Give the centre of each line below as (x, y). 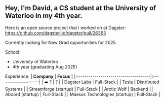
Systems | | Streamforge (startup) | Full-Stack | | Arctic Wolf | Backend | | (80, 89)
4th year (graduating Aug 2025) (45, 67)
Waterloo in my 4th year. (44, 16)
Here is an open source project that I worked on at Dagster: (65, 28)
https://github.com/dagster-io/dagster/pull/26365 (56, 33)
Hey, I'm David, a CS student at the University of (81, 8)
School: (13, 52)
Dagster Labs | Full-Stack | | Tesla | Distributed (112, 82)
